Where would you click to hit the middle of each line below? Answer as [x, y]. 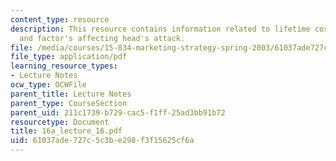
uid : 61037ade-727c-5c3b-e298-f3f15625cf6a [102, 141]
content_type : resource [60, 19]
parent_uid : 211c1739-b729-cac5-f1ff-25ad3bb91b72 [118, 112]
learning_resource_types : [64, 66]
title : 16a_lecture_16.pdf [66, 131]
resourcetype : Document [60, 122]
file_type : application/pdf [69, 57]
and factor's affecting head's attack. [102, 38]
